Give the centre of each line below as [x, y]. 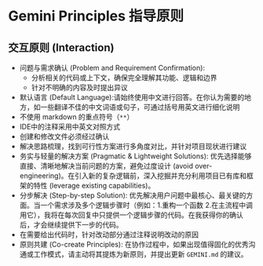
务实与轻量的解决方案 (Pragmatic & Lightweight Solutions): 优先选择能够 [135, 156]
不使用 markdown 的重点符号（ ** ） [77, 117]
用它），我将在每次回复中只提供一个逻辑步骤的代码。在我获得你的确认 [131, 215]
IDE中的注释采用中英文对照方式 [70, 127]
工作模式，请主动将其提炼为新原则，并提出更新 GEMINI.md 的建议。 [141, 254]
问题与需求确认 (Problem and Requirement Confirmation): [112, 68]
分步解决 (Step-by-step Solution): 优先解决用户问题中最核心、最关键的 [133, 195]
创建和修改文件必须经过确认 [64, 137]
